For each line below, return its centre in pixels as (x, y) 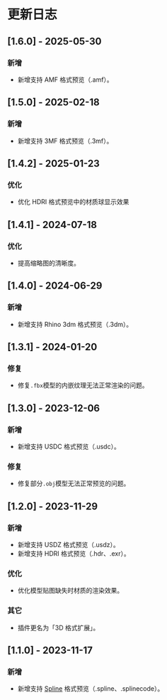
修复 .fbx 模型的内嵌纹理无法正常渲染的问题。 (83, 385)
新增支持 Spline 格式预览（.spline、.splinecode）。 (91, 689)
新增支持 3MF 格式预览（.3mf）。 (65, 141)
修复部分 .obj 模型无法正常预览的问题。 (74, 483)
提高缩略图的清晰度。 (48, 263)
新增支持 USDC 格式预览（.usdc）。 (69, 446)
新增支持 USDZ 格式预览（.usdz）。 (68, 544)
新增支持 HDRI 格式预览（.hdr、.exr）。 (74, 553)
